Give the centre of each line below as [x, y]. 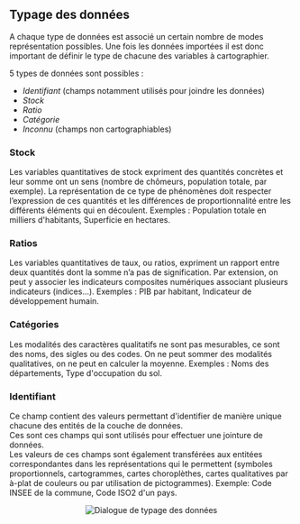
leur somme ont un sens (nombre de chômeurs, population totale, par [138, 182]
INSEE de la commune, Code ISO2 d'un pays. [93, 492]
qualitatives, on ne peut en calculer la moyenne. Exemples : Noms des [139, 363]
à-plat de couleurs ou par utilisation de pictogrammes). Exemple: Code [141, 483]
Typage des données [70, 15]
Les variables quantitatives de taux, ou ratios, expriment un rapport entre [145, 263]
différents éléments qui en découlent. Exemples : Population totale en [138, 210]
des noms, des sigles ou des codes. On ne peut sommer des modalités [141, 354]
